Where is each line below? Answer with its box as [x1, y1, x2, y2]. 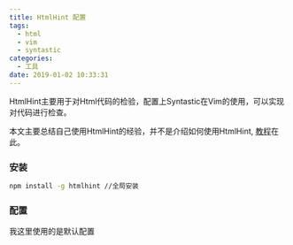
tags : [9, 21, 29, 30]
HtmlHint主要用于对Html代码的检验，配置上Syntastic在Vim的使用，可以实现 [9, 96, 285, 106]
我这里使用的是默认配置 [9, 226, 95, 237]
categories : [9, 54, 53, 63]
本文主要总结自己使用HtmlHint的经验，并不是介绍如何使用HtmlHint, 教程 [9, 126, 272, 136]
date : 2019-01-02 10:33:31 [9, 71, 109, 80]
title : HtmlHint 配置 [9, 12, 87, 22]
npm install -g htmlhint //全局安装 [9, 182, 139, 191]
